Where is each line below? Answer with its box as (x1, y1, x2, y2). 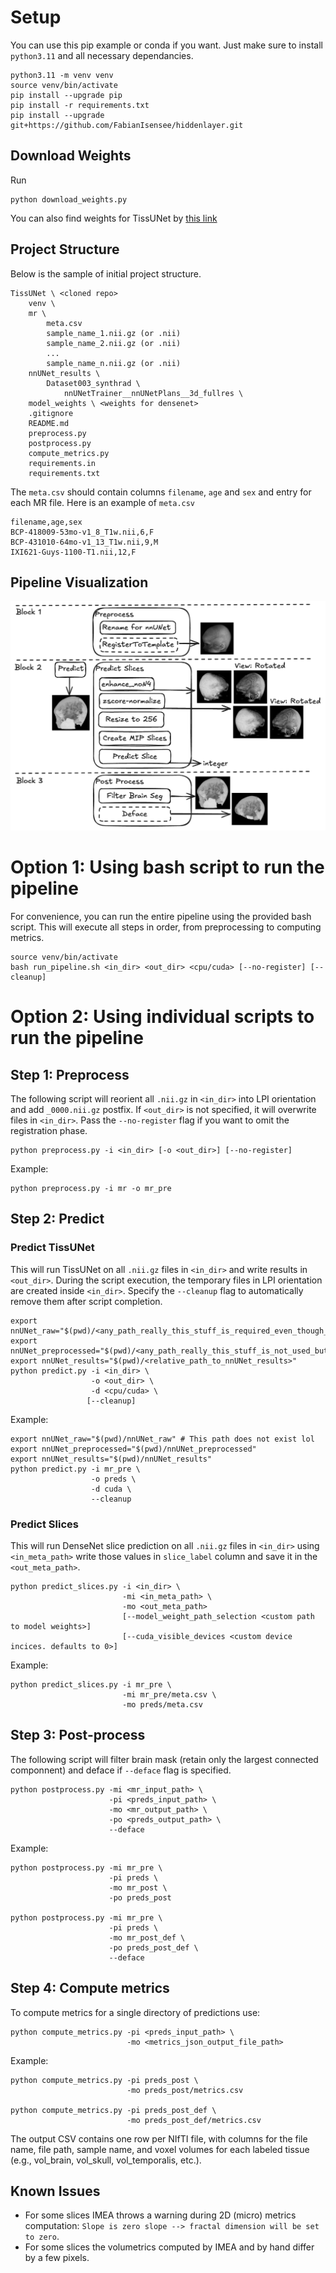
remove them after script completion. (10, 1295, 163, 1307)
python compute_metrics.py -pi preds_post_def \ (10, 2105, 217, 2115)
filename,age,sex (10, 517, 83, 527)
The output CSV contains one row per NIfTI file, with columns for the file (10, 2132, 308, 2145)
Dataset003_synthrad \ (46, 378, 141, 388)
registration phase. (10, 1124, 88, 1136)
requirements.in (28, 458, 97, 468)
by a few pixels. (24, 2252, 90, 2264)
